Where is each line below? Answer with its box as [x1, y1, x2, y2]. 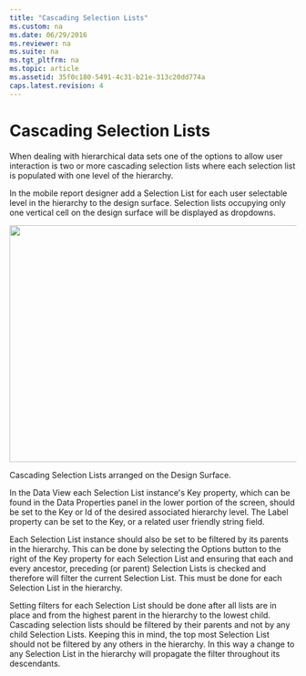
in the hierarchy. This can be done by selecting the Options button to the [9, 543, 281, 554]
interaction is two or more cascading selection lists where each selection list [9, 160, 296, 171]
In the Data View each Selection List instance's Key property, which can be [9, 487, 291, 497]
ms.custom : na [9, 22, 64, 31]
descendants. [9, 658, 61, 669]
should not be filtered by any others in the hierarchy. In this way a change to [9, 639, 295, 650]
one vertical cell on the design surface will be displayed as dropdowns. [9, 207, 276, 218]
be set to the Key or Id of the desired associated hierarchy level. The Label [9, 507, 289, 517]
